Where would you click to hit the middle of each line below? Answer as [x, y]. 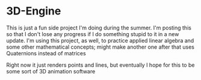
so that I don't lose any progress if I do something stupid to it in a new [93, 34]
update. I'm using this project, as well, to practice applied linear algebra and [100, 40]
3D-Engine [34, 11]
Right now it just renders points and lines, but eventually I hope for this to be [100, 65]
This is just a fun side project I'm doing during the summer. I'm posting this [99, 28]
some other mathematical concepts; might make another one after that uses [100, 47]
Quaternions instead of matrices [46, 53]
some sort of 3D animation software [51, 71]
